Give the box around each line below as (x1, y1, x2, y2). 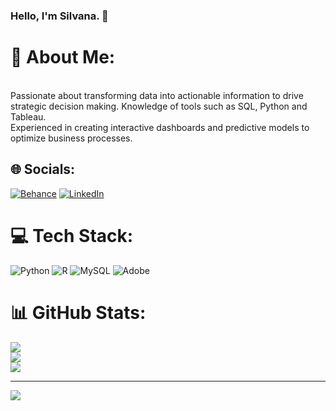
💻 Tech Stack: (10, 224, 134, 247)
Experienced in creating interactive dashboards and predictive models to (10, 121, 310, 133)
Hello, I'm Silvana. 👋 (10, 9, 109, 23)
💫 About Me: (10, 46, 116, 69)
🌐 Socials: (10, 161, 76, 178)
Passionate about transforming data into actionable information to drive (10, 89, 304, 101)
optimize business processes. (10, 132, 133, 144)
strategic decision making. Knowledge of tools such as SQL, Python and (10, 100, 308, 112)
